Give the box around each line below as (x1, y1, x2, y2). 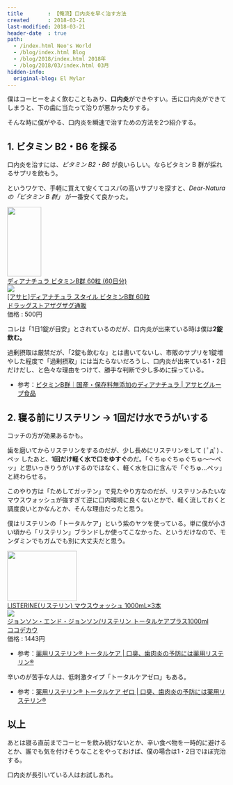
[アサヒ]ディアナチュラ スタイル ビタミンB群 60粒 (7, 293, 150, 301)
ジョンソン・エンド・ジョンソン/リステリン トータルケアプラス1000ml (7, 617, 209, 625)
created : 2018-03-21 (7, 17, 86, 24)
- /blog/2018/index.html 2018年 (13, 56, 106, 63)
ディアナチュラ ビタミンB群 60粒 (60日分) (7, 277, 127, 285)
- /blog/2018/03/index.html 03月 (13, 62, 109, 69)
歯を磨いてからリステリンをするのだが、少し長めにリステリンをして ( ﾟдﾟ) (7, 446, 219, 454)
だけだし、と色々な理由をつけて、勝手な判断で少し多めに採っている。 (7, 366, 208, 374)
